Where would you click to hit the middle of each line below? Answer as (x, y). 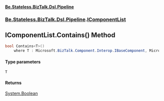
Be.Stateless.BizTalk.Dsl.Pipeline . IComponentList (65, 19)
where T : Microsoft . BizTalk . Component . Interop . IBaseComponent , (81, 51)
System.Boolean (21, 93)
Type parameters (23, 62)
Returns (13, 83)
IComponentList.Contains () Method (60, 35)
